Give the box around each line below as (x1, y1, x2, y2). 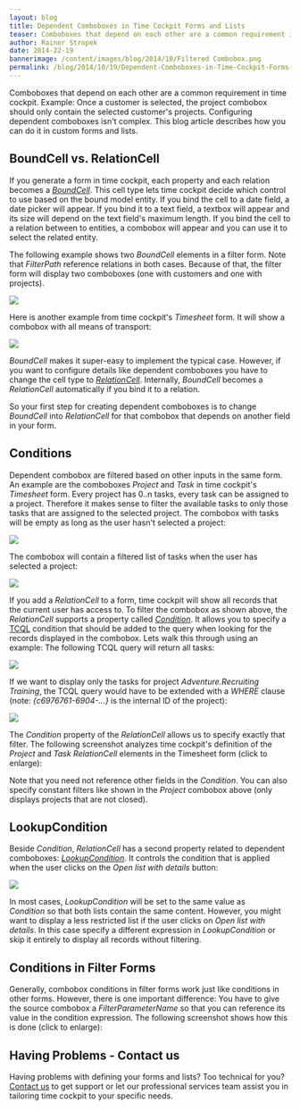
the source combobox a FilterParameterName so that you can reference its (9, 1003, 286, 1014)
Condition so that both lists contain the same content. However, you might (9, 906, 281, 916)
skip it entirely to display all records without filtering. (9, 934, 202, 945)
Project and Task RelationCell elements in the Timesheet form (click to (9, 747, 268, 759)
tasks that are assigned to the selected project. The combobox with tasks (9, 507, 279, 518)
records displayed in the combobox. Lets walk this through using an (9, 632, 259, 643)
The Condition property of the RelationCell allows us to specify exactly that (9, 729, 286, 739)
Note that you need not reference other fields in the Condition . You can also (9, 774, 287, 786)
